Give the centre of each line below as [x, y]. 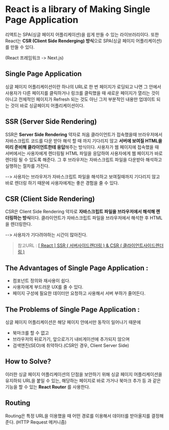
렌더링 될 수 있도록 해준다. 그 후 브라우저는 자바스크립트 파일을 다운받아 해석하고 [84, 159]
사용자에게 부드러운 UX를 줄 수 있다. [48, 287]
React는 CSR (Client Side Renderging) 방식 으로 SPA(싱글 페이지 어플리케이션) [83, 41]
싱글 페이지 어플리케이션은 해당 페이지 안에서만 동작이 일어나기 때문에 [73, 322]
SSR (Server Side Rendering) [51, 122]
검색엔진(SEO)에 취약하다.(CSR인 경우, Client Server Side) [71, 345]
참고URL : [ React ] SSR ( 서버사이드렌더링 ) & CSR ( [70, 245]
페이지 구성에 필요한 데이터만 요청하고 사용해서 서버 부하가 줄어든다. [79, 293]
